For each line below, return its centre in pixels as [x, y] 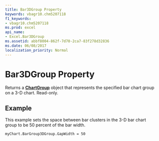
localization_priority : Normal [37, 50]
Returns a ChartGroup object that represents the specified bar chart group [80, 88]
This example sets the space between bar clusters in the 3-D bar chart [76, 120]
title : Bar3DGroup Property [33, 9]
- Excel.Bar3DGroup [25, 37]
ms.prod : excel [20, 28]
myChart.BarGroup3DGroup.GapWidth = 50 [45, 134]
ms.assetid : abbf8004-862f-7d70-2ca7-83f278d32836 [57, 41]
